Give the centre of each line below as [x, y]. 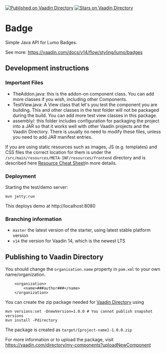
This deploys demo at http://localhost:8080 [50, 206]
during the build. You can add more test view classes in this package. [85, 115]
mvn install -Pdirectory [31, 320]
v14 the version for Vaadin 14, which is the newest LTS [69, 241]
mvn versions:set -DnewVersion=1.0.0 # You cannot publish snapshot [79, 312]
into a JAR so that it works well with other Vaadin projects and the [81, 126]
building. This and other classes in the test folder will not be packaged [86, 110]
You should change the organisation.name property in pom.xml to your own [83, 269]
